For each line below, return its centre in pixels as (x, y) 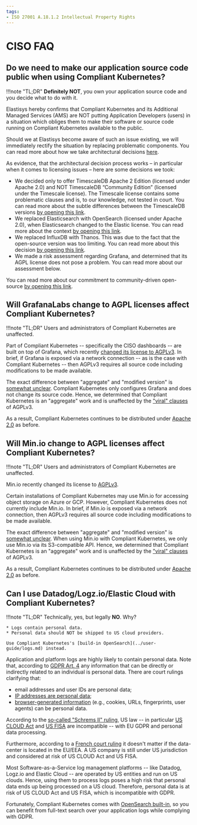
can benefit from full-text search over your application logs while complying (98, 810)
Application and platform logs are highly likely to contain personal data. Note (99, 659)
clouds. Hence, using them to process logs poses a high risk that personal (96, 780)
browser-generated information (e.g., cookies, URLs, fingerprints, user (100, 702)
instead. (56, 648)
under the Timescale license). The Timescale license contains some (97, 193)
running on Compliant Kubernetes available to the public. (75, 128)
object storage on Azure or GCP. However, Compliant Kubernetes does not (96, 502)
